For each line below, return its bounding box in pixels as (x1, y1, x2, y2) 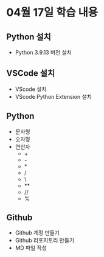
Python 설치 (6, 32, 51, 42)
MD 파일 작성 (15, 244, 47, 252)
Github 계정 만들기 (15, 229, 60, 236)
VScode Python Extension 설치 (15, 93, 92, 100)
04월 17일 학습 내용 (6, 5, 99, 19)
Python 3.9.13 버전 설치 (15, 49, 72, 56)
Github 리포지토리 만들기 (15, 237, 75, 244)
